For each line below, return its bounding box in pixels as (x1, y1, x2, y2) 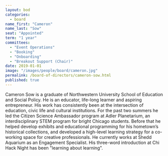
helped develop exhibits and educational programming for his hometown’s (5, 123, 158, 129)
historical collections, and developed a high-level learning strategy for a (5, 129, 154, 135)
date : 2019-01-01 (5, 63, 42, 68)
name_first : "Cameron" (5, 21, 53, 27)
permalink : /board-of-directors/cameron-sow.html (5, 73, 112, 78)
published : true (5, 77, 39, 83)
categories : (5, 12, 30, 17)
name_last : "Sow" (5, 26, 42, 31)
